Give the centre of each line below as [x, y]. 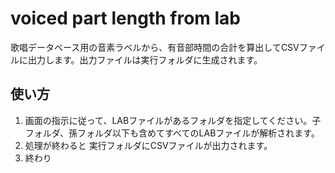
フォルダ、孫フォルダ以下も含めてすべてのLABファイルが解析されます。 [172, 133]
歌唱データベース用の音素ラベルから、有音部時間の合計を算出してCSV [155, 47]
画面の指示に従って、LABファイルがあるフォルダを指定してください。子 [173, 120]
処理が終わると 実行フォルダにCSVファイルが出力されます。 [148, 145]
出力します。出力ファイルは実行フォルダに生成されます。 [145, 59]
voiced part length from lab [125, 18]
